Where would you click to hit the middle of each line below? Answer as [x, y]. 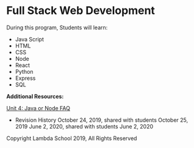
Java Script [29, 39]
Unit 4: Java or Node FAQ [38, 108]
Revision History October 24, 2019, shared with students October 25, [102, 120]
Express [25, 78]
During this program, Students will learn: [57, 27]
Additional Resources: [35, 96]
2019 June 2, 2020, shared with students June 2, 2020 [84, 126]
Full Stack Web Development [81, 11]
